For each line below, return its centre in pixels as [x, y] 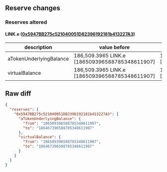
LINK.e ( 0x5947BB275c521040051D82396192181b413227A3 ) [70, 34]
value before [115, 47]
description [38, 47]
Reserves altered [26, 22]
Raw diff [18, 93]
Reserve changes [33, 8]
